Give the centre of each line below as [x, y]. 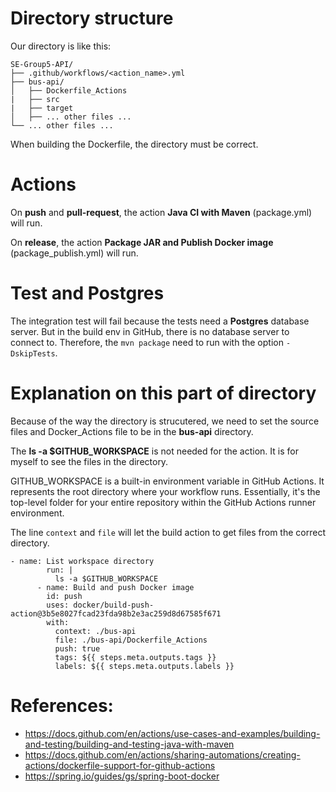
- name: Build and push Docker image [115, 587]
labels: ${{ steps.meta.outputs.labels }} [144, 666]
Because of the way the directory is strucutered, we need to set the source [165, 421]
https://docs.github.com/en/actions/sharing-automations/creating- [162, 754]
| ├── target [42, 108]
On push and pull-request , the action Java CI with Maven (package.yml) [161, 212]
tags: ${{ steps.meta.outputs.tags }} [135, 657]
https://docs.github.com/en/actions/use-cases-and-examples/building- [172, 733]
